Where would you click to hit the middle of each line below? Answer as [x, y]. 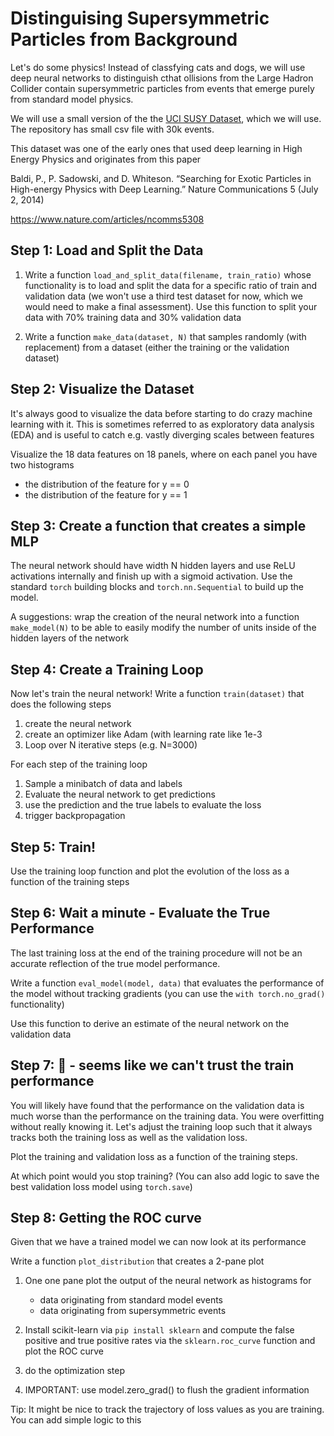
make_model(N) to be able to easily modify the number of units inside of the [163, 628]
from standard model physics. [72, 99]
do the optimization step [74, 1371]
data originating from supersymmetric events [133, 1311]
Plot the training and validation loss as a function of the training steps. [154, 1156]
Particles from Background [124, 39]
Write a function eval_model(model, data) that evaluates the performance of [167, 983]
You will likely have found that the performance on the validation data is [157, 1105]
